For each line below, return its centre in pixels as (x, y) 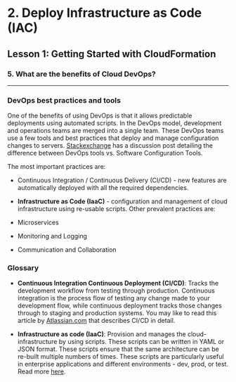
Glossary (23, 268)
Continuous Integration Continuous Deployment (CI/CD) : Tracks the (118, 284)
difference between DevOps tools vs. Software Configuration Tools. (105, 153)
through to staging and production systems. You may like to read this (117, 313)
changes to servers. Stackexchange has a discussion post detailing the (110, 146)
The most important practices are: (57, 167)
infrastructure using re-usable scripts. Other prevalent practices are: (116, 209)
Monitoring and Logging (52, 236)
